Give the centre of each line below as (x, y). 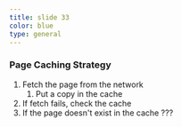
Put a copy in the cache (79, 93)
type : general (36, 34)
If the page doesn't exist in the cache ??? (98, 113)
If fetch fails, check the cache (77, 103)
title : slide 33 (39, 17)
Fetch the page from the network (83, 84)
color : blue (31, 26)
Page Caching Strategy (60, 65)
